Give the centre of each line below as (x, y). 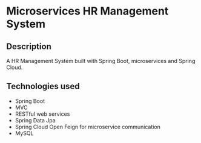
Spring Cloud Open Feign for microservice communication (87, 127)
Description (29, 46)
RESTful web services (42, 114)
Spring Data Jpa (35, 120)
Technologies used (43, 86)
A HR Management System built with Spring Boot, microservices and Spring (101, 61)
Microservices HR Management (87, 11)
